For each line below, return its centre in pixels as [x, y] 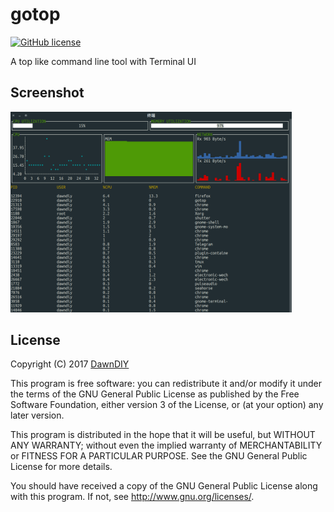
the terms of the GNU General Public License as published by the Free [155, 394]
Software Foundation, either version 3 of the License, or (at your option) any [167, 405]
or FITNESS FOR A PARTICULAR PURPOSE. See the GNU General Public [159, 456]
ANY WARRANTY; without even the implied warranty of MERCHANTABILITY [166, 445]
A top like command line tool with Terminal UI [103, 61]
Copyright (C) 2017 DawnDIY [70, 364]
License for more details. [61, 467]
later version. [37, 415]
